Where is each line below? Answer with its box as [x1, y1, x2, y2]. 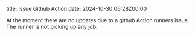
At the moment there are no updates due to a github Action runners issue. [6, 17, 190, 23]
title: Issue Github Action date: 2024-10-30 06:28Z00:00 [6, 5, 147, 12]
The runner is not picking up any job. [6, 23, 98, 30]
